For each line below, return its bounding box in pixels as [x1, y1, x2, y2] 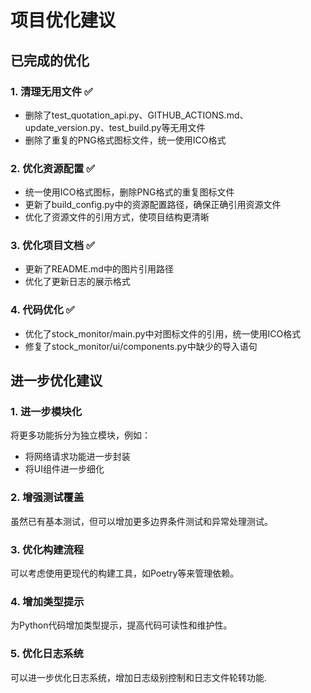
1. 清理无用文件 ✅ [10, 84, 93, 98]
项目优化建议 [10, 9, 117, 32]
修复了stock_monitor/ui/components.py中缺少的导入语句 [24, 340, 258, 352]
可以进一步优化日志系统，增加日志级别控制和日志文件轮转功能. [10, 671, 268, 683]
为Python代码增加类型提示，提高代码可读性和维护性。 [10, 619, 233, 631]
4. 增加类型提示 [10, 594, 85, 608]
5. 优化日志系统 [10, 647, 84, 661]
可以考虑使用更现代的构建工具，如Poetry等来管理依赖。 [10, 567, 240, 580]
